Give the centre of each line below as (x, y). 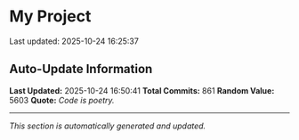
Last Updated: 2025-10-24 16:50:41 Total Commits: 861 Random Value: (142, 90)
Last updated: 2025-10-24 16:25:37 (74, 41)
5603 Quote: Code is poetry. (62, 100)
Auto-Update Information (81, 69)
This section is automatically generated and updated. (108, 126)
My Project (50, 16)
